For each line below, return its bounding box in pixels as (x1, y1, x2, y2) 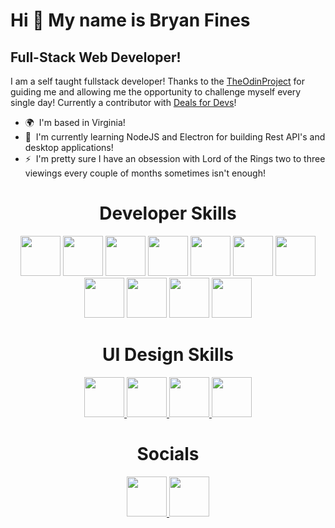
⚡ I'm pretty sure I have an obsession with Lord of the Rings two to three (24, 153, 326, 164)
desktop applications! (24, 142, 114, 153)
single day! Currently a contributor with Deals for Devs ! (10, 97, 237, 108)
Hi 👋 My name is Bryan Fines (10, 9, 251, 32)
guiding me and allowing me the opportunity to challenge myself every (10, 86, 302, 98)
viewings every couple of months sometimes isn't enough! (24, 167, 266, 179)
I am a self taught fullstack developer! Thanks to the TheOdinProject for (10, 75, 306, 87)
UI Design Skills (102, 344, 234, 366)
